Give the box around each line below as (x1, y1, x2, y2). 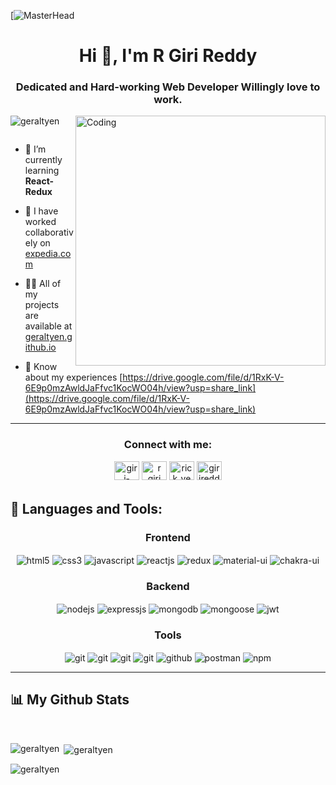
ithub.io (24, 341, 57, 354)
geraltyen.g (24, 331, 73, 343)
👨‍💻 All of (24, 278, 62, 290)
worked (24, 216, 57, 228)
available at (24, 320, 73, 332)
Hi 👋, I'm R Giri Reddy (78, 45, 258, 67)
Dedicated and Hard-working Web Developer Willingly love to (15, 80, 321, 94)
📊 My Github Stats (10, 691, 130, 709)
